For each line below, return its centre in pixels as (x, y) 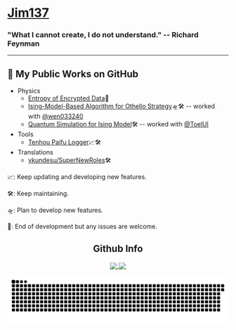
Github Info (118, 248)
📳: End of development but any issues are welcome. (83, 227)
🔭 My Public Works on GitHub (73, 74)
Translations (35, 152)
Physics (29, 91)
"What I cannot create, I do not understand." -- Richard (103, 35)
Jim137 (28, 13)
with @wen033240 (55, 117)
